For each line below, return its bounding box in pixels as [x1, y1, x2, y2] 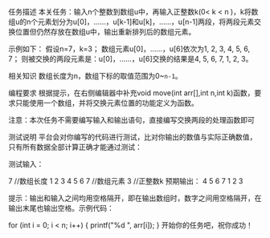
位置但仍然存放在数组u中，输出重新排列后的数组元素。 [14, 27, 196, 36]
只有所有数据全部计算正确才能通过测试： [8, 143, 142, 151]
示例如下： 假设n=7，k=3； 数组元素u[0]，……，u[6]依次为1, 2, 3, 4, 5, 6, [8, 44, 251, 54]
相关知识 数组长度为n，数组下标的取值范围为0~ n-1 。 [8, 71, 182, 80]
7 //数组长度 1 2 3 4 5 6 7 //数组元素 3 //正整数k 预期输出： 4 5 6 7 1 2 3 [8, 176, 243, 186]
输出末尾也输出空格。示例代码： [8, 204, 114, 212]
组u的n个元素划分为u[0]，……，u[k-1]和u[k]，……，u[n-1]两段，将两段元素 [8, 17, 255, 26]
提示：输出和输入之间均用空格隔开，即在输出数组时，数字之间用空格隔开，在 [8, 193, 262, 203]
